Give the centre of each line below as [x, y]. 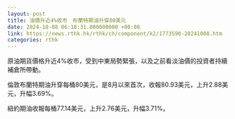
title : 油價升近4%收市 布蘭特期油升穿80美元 [67, 20]
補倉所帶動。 [26, 70]
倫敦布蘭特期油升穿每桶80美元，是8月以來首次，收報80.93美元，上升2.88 [115, 84]
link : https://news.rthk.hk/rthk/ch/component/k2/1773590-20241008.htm [115, 33]
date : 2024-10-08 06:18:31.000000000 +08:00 [74, 27]
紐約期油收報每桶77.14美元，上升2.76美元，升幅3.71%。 [88, 108]
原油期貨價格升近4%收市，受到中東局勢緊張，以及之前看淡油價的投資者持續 [117, 61]
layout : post [26, 14]
